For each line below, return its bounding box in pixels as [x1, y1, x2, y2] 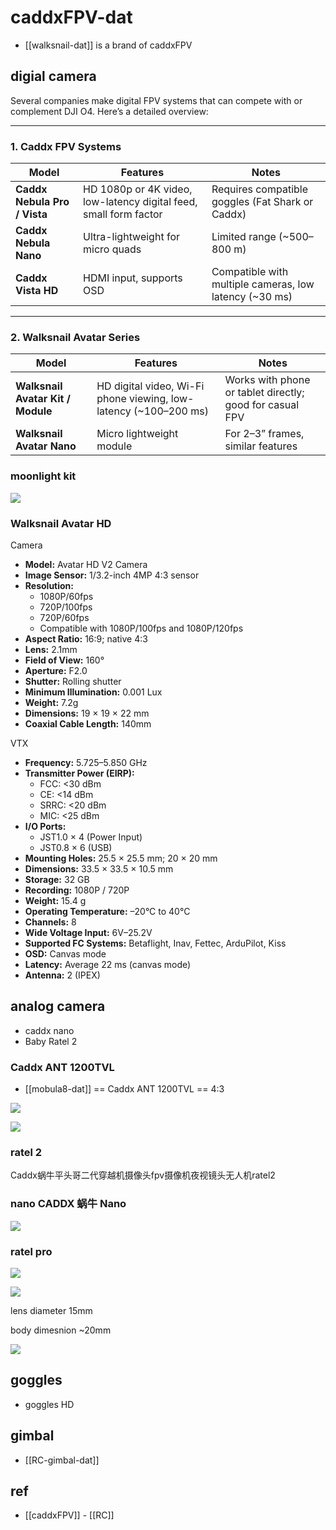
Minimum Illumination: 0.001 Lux [24, 686, 163, 698]
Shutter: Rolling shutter [24, 675, 122, 687]
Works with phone [224, 373, 311, 387]
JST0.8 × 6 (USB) [39, 841, 113, 853]
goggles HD [24, 1398, 75, 1410]
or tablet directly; [224, 386, 305, 400]
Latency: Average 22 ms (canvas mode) [24, 958, 192, 970]
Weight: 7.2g [24, 696, 79, 708]
